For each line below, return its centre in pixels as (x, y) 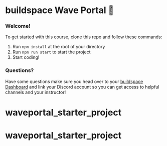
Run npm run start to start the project (52, 52)
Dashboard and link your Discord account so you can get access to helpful (82, 87)
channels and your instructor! (36, 92)
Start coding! (26, 57)
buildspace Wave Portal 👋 (60, 10)
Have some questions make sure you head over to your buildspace (74, 81)
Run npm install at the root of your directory (59, 47)
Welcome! (18, 26)
